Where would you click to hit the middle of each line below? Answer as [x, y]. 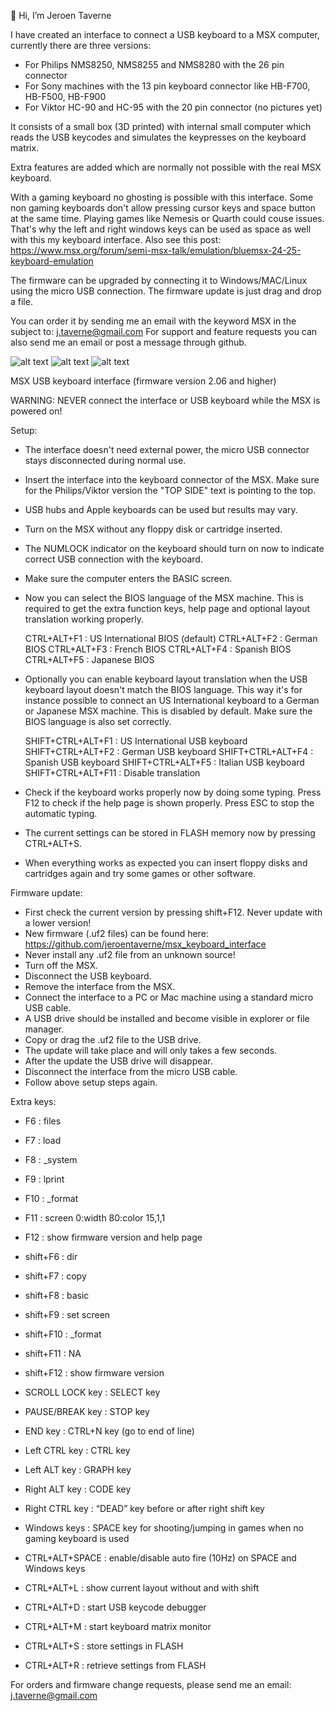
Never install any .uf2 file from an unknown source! [130, 954]
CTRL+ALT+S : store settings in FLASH [104, 1646]
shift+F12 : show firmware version [94, 1373]
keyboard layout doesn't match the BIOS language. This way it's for [163, 689]
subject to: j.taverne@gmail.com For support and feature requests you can [164, 331]
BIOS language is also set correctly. [98, 721]
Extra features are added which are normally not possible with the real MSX [166, 167]
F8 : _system [51, 1159]
